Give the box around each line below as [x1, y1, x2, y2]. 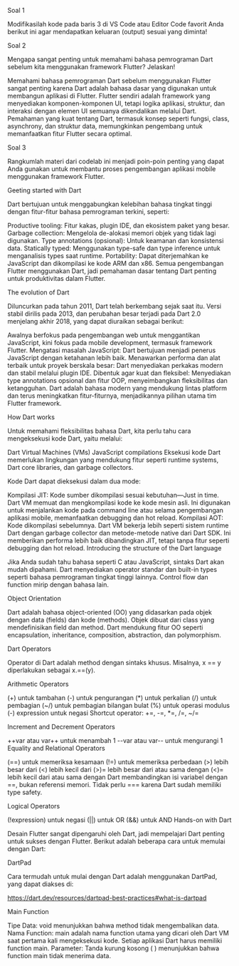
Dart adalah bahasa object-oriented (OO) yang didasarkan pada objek [7, 608, 212, 616]
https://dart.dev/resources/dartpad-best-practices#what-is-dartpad [7, 894, 207, 902]
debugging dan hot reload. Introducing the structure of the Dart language [7, 544, 222, 552]
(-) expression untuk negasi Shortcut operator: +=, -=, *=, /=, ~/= [7, 709, 199, 717]
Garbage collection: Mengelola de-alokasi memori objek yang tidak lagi [7, 229, 216, 237]
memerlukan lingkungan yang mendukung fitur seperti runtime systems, [7, 456, 219, 464]
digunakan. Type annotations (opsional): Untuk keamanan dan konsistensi [7, 237, 224, 245]
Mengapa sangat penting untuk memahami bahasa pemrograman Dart [7, 55, 213, 63]
